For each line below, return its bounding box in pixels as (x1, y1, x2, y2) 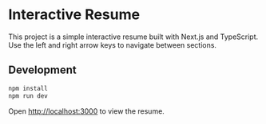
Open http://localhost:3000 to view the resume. (8, 106, 165, 116)
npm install (8, 84, 48, 92)
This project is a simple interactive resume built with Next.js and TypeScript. (8, 32, 259, 41)
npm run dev (8, 91, 48, 100)
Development (8, 64, 77, 77)
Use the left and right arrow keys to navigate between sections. (8, 40, 217, 49)
